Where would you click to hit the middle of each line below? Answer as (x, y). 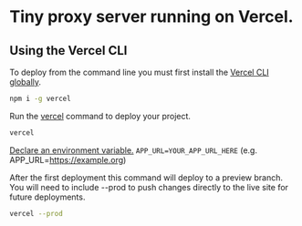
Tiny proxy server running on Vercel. (151, 17)
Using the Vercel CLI (68, 51)
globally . (26, 82)
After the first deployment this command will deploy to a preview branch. (146, 177)
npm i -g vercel (40, 98)
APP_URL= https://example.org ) (68, 159)
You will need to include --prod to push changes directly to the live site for (149, 187)
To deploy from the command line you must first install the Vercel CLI (139, 72)
